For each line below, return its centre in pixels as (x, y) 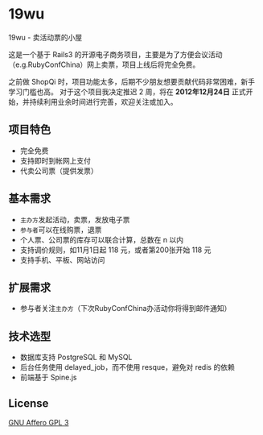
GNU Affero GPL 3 (39, 423)
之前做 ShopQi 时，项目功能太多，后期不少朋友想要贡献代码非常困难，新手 (132, 81)
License (29, 403)
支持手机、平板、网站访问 (62, 259)
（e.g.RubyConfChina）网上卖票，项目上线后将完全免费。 (104, 64)
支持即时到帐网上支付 (55, 160)
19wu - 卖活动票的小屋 (45, 37)
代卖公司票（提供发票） (59, 171)
